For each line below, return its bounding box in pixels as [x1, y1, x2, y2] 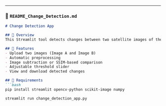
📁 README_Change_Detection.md [5, 12, 78, 19]
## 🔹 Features [5, 46, 35, 51]
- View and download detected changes [5, 69, 85, 74]
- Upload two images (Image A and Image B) [5, 50, 96, 56]
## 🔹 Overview [5, 33, 35, 37]
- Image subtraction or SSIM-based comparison [5, 60, 103, 65]
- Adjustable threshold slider [5, 65, 70, 70]
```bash [5, 82, 21, 88]
